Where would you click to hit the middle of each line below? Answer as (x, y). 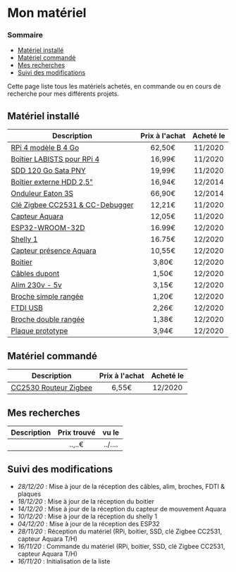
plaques (29, 494)
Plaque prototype (39, 331)
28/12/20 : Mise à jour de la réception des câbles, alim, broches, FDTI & (121, 486)
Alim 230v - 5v (36, 285)
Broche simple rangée (47, 297)
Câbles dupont (35, 274)
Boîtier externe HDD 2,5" (52, 182)
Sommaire (25, 35)
